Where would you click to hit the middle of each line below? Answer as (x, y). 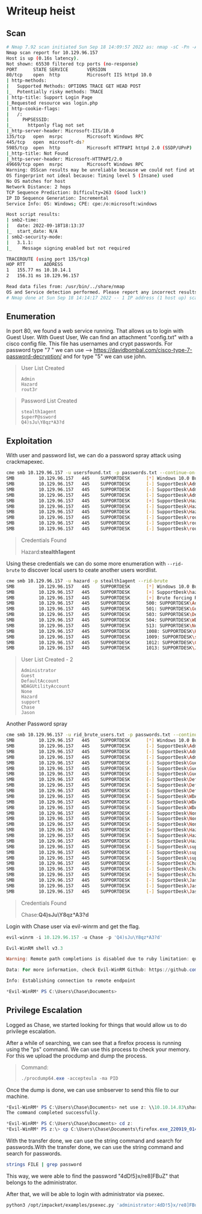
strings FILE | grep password (44, 1165)
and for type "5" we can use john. (105, 357)
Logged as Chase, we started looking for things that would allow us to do (97, 1025)
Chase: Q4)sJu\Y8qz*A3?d (55, 914)
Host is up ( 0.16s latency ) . (43, 58)
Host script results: (33, 215)
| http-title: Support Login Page (50, 97)
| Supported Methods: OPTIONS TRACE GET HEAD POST (74, 86)
